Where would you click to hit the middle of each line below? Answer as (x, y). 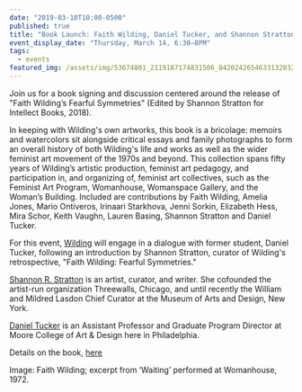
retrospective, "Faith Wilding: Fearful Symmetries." (103, 262)
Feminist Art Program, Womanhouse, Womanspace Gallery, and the (134, 187)
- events (34, 59)
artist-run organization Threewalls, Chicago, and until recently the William (146, 289)
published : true (40, 26)
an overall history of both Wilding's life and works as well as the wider (138, 148)
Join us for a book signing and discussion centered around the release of (145, 93)
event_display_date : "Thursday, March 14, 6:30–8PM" (110, 43)
